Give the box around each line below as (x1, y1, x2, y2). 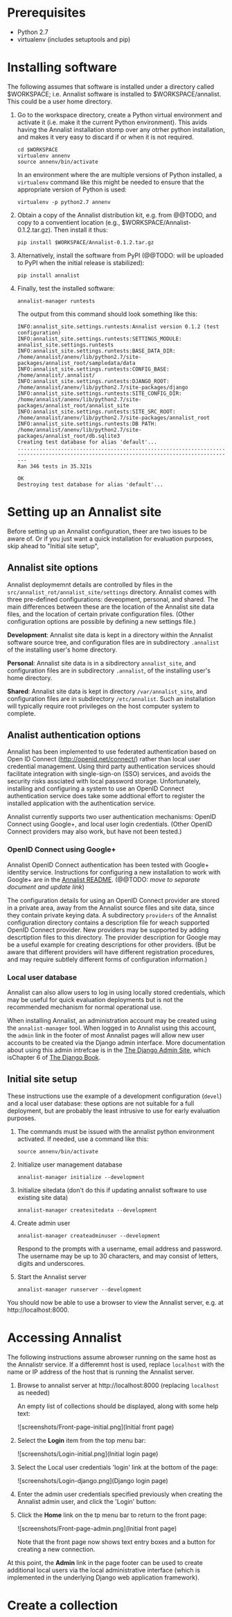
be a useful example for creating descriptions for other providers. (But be (7, 940, 216, 949)
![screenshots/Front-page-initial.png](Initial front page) (17, 1423, 175, 1431)
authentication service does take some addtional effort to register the (7, 792, 206, 800)
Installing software (7, 60, 118, 76)
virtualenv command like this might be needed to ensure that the (17, 178, 204, 186)
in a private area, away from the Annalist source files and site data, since (7, 904, 215, 912)
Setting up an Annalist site (7, 505, 162, 520)
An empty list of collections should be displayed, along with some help (17, 1402, 219, 1410)
